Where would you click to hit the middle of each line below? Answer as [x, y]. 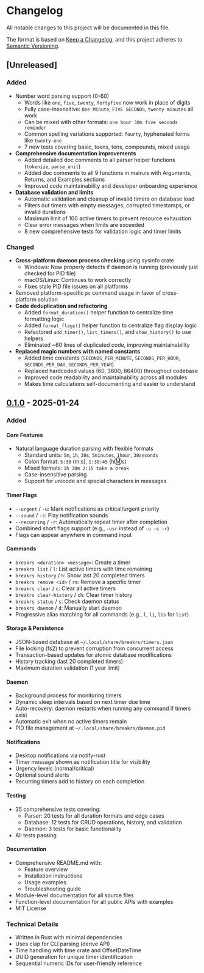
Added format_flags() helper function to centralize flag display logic [111, 325]
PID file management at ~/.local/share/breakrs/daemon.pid [90, 728]
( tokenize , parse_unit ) [52, 166]
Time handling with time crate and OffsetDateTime [78, 950]
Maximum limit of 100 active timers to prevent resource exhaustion [108, 218]
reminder [35, 128]
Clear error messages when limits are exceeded [84, 224]
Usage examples [45, 882]
